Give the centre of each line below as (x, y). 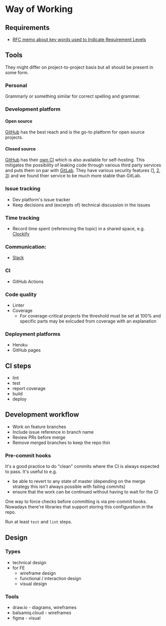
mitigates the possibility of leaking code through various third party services (83, 165)
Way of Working (39, 9)
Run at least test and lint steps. (39, 522)
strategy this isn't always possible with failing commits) (69, 486)
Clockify (21, 234)
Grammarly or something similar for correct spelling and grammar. (73, 96)
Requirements (27, 28)
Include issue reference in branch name (53, 432)
